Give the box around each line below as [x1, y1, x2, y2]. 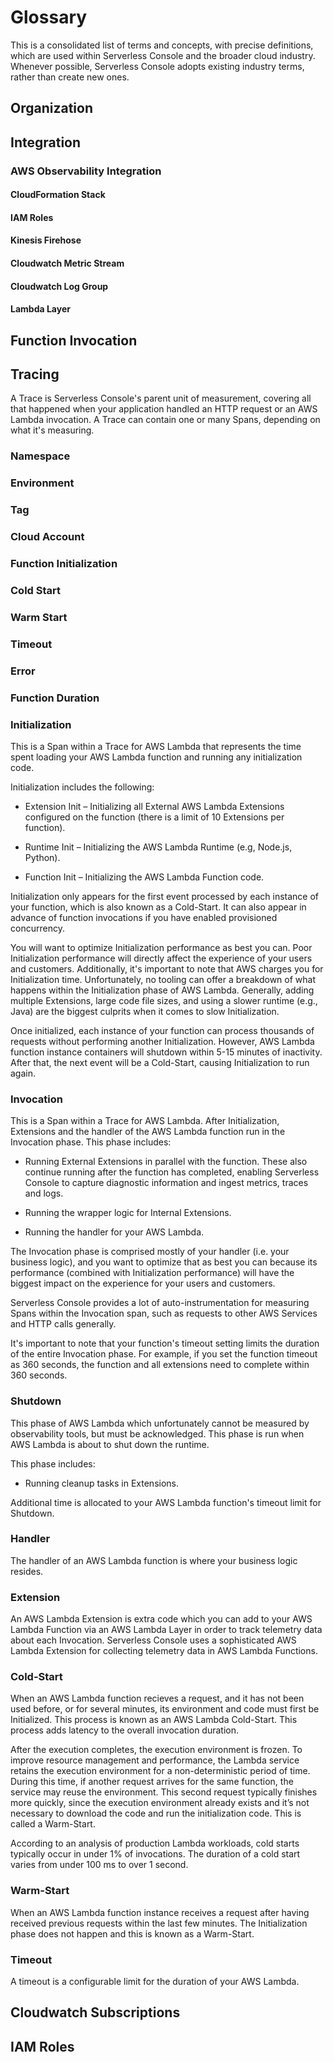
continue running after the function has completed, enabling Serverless [24, 1166, 320, 1178]
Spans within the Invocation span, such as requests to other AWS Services [10, 1307, 318, 1320]
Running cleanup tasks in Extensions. [24, 1477, 180, 1489]
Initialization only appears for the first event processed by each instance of [10, 890, 320, 902]
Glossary [10, 6, 88, 29]
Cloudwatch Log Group [10, 280, 109, 292]
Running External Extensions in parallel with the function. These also [24, 1156, 308, 1168]
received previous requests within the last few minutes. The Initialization [10, 1917, 308, 1929]
